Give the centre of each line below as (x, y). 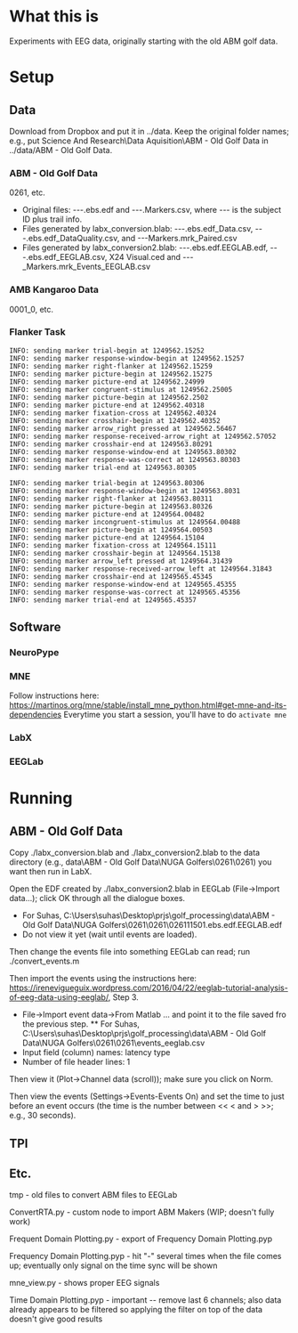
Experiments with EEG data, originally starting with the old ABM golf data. (144, 41)
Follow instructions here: (54, 695)
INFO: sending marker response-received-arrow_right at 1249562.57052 (143, 436)
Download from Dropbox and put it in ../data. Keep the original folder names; (149, 131)
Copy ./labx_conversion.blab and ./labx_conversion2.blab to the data (135, 853)
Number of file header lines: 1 (76, 1062)
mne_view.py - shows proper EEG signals (85, 1283)
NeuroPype (34, 653)
